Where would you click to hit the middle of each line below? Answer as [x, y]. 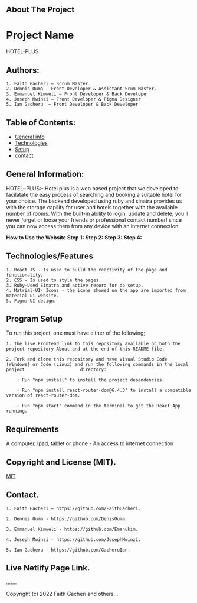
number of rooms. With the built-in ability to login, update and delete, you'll [97, 213]
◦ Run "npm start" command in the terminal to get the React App [99, 406]
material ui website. [33, 296]
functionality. [25, 275]
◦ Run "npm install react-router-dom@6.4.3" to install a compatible [104, 390]
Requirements [32, 429]
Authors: [23, 70]
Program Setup [35, 319]
